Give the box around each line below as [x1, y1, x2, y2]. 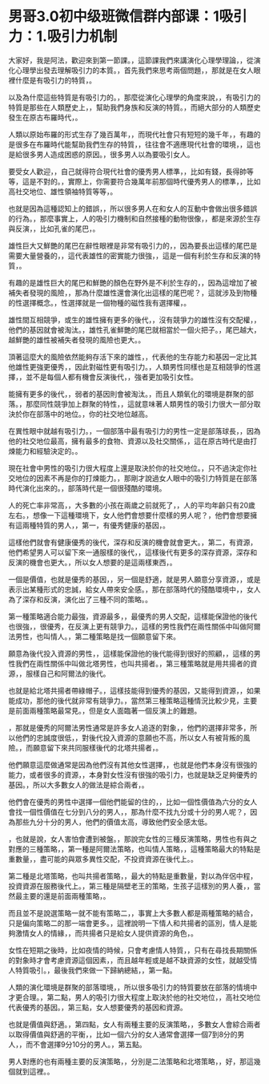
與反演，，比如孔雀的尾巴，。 [8, 224, 100, 233]
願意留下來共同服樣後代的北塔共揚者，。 [32, 742, 163, 752]
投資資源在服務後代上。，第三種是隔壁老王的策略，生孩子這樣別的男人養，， [8, 881, 254, 891]
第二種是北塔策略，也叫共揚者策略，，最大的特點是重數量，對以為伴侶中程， [8, 871, 258, 880]
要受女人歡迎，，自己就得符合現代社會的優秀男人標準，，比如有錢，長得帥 [8, 166, 247, 176]
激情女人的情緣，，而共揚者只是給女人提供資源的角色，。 [14, 928, 198, 938]
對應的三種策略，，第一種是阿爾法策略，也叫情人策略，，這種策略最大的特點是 [8, 843, 261, 854]
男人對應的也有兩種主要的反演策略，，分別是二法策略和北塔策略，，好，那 [8, 1056, 247, 1066]
